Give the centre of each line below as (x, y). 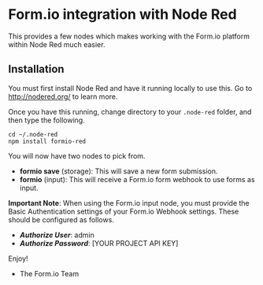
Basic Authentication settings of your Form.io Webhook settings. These (124, 211)
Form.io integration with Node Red (123, 15)
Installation (36, 69)
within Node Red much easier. (57, 44)
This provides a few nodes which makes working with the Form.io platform (129, 36)
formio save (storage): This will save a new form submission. (119, 171)
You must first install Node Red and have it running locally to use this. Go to (130, 88)
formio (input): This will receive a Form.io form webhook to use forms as (137, 179)
